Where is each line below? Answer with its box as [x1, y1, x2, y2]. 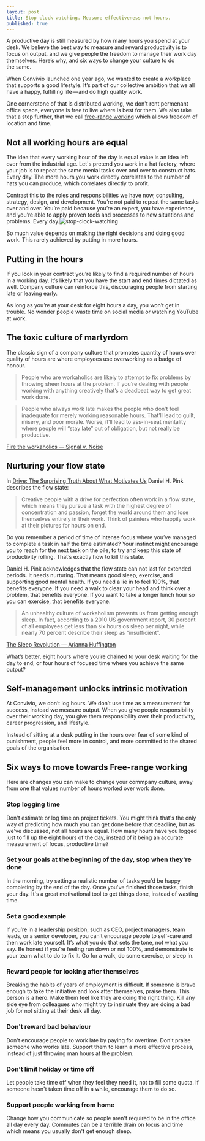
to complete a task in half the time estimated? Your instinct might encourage [6, 540, 199, 547]
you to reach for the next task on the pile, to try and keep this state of [6, 547, 181, 554]
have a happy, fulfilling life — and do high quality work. [6, 88, 143, 96]
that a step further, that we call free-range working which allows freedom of [6, 113, 198, 120]
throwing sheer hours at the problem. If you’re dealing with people [21, 380, 188, 387]
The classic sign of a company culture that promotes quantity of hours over [6, 348, 197, 356]
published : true [6, 20, 48, 26]
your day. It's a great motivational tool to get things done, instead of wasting [6, 890, 198, 897]
